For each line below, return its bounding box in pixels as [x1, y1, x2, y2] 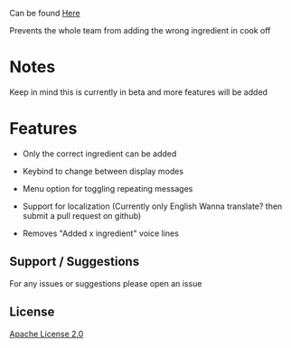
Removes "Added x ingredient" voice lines [22, 228, 179, 239]
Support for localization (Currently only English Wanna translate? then [22, 201, 283, 212]
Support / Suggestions [9, 254, 140, 269]
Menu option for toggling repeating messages [22, 183, 193, 193]
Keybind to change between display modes [22, 165, 183, 176]
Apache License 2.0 [9, 328, 84, 339]
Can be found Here [9, 8, 80, 18]
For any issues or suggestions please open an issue [9, 277, 202, 288]
